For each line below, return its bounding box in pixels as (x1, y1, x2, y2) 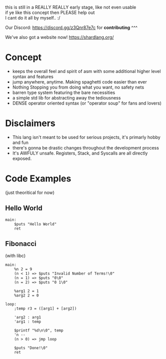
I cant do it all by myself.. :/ (5, 15, 61, 20)
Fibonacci (5, 239, 36, 248)
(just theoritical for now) (5, 189, 55, 195)
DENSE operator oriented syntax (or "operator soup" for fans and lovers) (12, 100, 162, 106)
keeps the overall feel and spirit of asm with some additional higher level (12, 68, 161, 74)
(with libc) (5, 252, 26, 259)
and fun (12, 139, 29, 145)
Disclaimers (5, 117, 56, 129)
